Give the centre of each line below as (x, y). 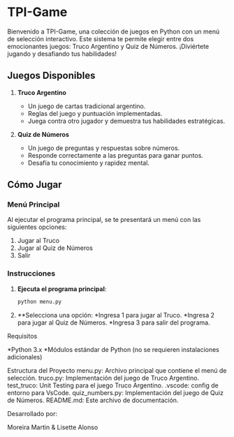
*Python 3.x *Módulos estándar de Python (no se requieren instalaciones (114, 349)
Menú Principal (34, 205)
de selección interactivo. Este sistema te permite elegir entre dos (101, 38)
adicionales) (25, 357)
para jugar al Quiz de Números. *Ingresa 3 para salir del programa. (114, 323)
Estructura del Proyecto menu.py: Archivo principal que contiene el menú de (117, 370)
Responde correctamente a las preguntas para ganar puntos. (116, 155)
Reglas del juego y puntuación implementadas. (95, 113)
